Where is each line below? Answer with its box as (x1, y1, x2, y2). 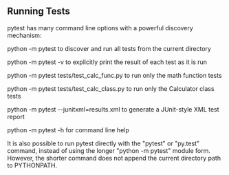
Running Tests (7, 6, 70, 17)
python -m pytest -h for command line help (7, 125, 129, 134)
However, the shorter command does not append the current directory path (7, 154, 221, 162)
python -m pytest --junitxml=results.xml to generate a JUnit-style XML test (7, 105, 219, 113)
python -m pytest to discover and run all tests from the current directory (7, 44, 212, 52)
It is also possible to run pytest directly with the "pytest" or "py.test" (7, 139, 200, 147)
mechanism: (7, 31, 42, 39)
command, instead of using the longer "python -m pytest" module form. (7, 146, 211, 154)
